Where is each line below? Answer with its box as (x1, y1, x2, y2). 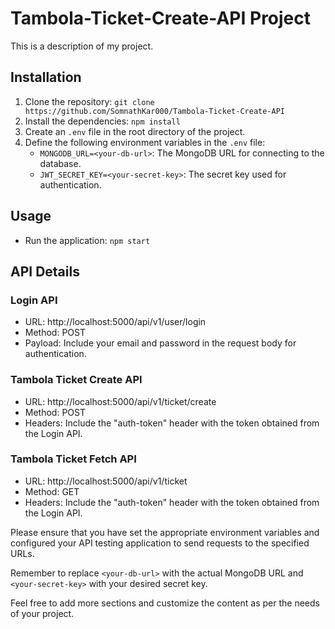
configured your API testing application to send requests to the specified (10, 537, 310, 549)
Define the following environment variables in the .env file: (24, 136, 266, 148)
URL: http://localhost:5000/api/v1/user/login (24, 316, 207, 328)
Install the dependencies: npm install (24, 115, 181, 127)
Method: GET (24, 485, 80, 497)
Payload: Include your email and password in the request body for (24, 337, 297, 349)
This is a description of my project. (10, 40, 154, 52)
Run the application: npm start (24, 234, 151, 246)
